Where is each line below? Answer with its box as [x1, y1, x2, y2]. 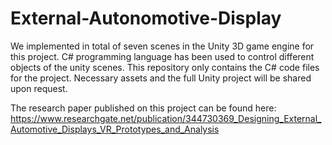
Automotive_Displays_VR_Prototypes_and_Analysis [10, 123, 220, 135]
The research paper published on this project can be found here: [10, 102, 277, 114]
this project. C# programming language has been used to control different [10, 50, 315, 62]
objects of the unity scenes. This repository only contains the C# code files [10, 61, 320, 73]
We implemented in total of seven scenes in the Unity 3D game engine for [10, 40, 315, 52]
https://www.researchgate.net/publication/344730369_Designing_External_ [10, 112, 322, 124]
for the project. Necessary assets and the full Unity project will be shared [10, 72, 312, 84]
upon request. [10, 82, 68, 94]
